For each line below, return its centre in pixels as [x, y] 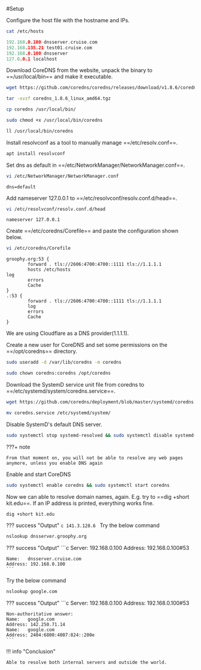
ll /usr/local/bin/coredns [40, 131]
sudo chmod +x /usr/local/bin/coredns [54, 120]
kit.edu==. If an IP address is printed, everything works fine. [80, 503]
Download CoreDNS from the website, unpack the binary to [79, 70]
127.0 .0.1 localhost [32, 59]
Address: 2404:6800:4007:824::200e [51, 635]
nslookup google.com [32, 592]
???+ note [18, 447]
